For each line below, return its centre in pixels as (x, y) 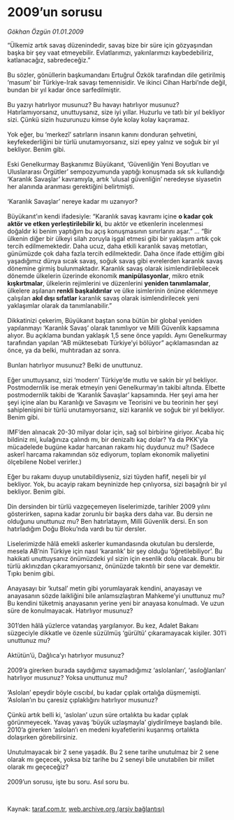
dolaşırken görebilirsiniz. (43, 737)
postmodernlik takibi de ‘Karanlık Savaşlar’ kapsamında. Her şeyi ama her (113, 395)
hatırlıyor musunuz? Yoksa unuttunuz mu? (67, 677)
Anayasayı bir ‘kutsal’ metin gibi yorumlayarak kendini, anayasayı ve (105, 588)
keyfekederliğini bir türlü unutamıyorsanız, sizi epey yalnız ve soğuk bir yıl (113, 141)
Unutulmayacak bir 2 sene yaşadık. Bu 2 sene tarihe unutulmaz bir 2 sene (113, 752)
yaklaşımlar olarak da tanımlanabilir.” (60, 305)
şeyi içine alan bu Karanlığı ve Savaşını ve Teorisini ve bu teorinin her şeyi (113, 402)
